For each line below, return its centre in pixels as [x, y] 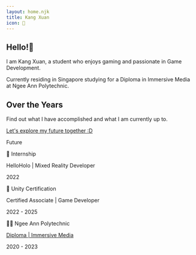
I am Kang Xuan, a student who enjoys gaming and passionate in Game [94, 62]
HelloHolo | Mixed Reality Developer [51, 166]
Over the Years [34, 104]
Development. [23, 68]
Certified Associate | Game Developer [53, 200]
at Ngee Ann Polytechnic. [38, 86]
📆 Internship [21, 154]
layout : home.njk [28, 12]
